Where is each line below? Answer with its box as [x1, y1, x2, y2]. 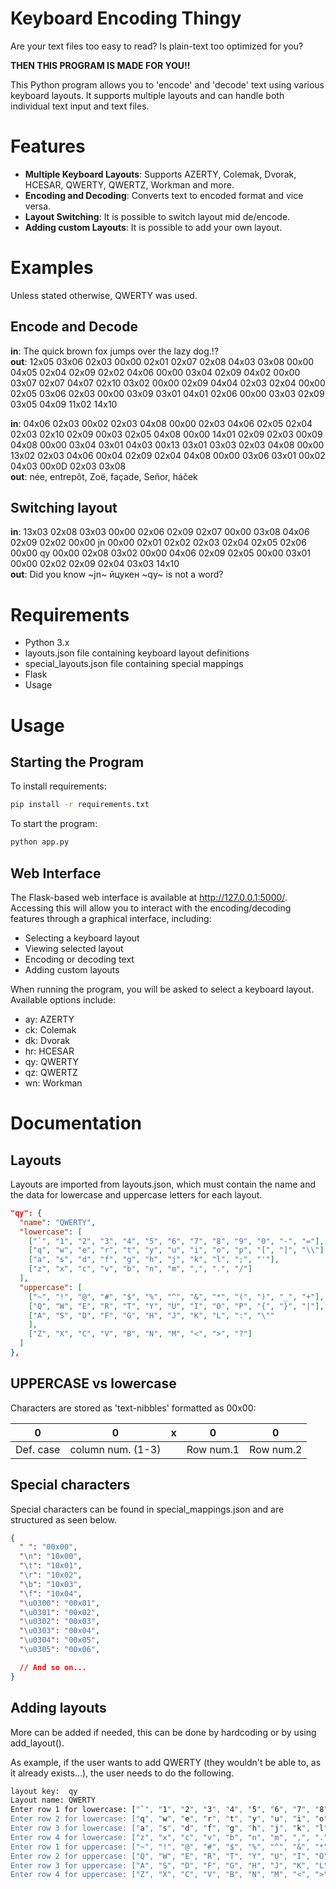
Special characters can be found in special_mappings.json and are [10, 1503, 285, 1515]
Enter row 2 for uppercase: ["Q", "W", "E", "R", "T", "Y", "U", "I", [10, 1851, 311, 1861]
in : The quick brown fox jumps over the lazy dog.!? [10, 345, 220, 357]
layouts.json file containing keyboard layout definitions [24, 647, 250, 659]
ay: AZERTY [24, 1013, 75, 1025]
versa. [24, 200, 52, 212]
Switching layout [10, 500, 118, 517]
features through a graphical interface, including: [10, 912, 212, 924]
